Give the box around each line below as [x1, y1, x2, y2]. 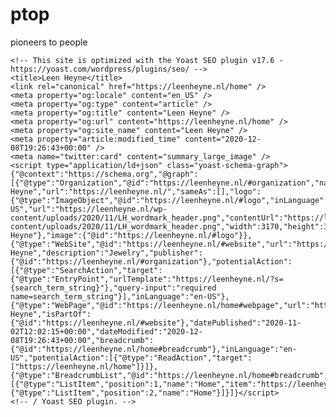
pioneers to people [10, 36, 88, 48]
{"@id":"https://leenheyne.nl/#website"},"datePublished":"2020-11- [10, 318, 302, 328]
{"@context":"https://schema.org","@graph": [10, 169, 199, 179]
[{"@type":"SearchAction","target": [10, 265, 163, 275]
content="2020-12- [184, 134, 262, 144]
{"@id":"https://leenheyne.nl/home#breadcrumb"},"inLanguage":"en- [10, 344, 298, 354]
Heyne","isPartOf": [10, 309, 92, 319]
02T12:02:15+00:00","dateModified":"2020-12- [10, 326, 203, 337]
